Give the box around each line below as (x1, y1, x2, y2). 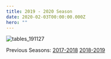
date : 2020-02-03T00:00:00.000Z (6, 14, 86, 20)
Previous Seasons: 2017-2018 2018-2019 (6, 47, 105, 54)
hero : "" (6, 19, 28, 25)
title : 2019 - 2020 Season (6, 8, 73, 15)
